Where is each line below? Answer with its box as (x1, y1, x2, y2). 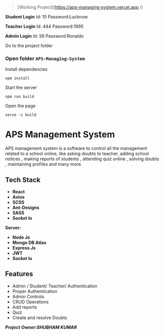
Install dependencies (5, 67, 48, 72)
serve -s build (5, 113, 37, 118)
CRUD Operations (12, 299, 49, 305)
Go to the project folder (5, 43, 53, 49)
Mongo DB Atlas (12, 240, 47, 246)
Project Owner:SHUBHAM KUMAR (5, 324, 77, 330)
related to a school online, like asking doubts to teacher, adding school (5, 151, 149, 157)
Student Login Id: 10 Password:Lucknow (5, 14, 88, 19)
